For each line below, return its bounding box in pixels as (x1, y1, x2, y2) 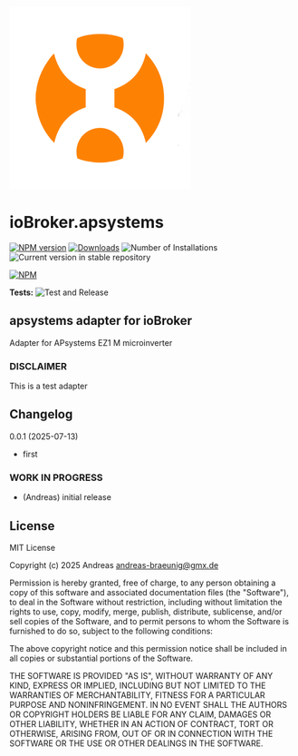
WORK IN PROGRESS (9, 471, 103, 484)
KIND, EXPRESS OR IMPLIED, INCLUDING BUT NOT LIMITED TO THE (9, 680, 266, 691)
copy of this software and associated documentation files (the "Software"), (9, 586, 290, 597)
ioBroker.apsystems (9, 212, 165, 233)
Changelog (9, 407, 73, 422)
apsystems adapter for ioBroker (9, 313, 193, 329)
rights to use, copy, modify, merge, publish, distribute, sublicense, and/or (9, 606, 283, 617)
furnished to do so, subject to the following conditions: (9, 625, 213, 636)
